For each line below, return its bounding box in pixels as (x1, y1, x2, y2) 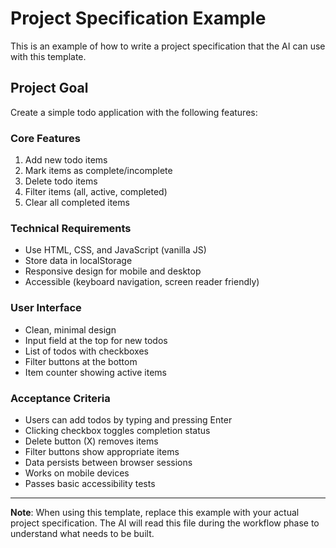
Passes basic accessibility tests (24, 477, 156, 489)
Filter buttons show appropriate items (24, 445, 180, 457)
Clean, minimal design (24, 323, 117, 336)
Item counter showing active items (24, 366, 167, 378)
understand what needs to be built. (10, 527, 155, 539)
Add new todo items (24, 154, 108, 166)
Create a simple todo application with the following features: (10, 106, 258, 118)
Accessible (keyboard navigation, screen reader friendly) (24, 276, 260, 288)
